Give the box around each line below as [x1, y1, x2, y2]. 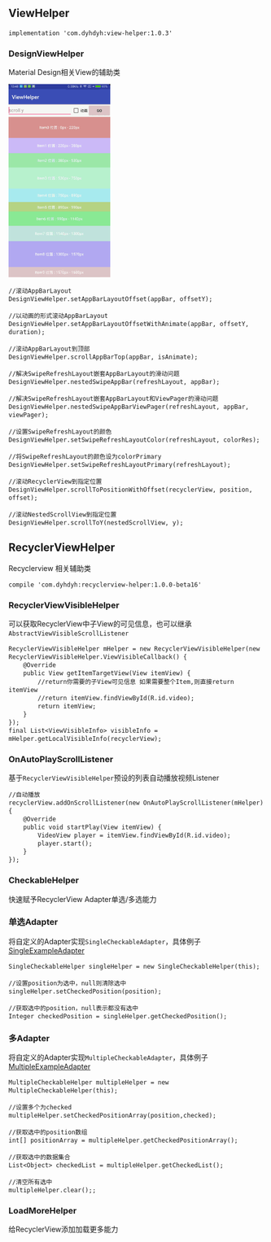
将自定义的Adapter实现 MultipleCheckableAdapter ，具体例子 [8, 1052, 209, 1062]
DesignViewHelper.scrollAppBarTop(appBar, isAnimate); [8, 353, 199, 361]
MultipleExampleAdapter [8, 1061, 91, 1072]
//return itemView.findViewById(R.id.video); [37, 694, 195, 702]
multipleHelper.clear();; [8, 1187, 96, 1195]
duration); [8, 328, 46, 336]
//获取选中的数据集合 [8, 1153, 71, 1161]
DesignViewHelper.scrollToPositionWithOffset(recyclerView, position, [8, 486, 253, 494]
